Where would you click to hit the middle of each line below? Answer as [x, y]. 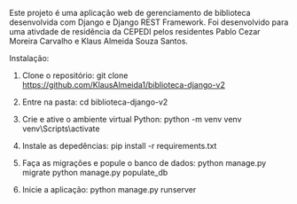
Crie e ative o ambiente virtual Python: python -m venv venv [132, 119]
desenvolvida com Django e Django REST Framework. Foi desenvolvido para [149, 22]
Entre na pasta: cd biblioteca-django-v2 [95, 102]
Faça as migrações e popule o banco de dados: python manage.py [144, 163]
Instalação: [29, 58]
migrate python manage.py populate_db [95, 173]
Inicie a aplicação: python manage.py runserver [109, 189]
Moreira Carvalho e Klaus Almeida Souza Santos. [99, 41]
